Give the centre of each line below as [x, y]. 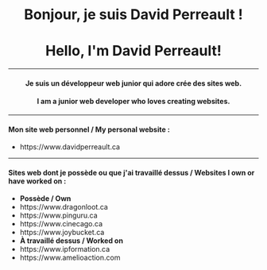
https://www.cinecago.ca [61, 224]
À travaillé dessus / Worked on [71, 241]
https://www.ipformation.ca [65, 249]
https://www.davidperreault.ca [70, 147]
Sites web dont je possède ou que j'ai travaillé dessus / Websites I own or [132, 172]
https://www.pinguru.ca [58, 215]
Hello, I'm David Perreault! [133, 51]
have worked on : [37, 181]
